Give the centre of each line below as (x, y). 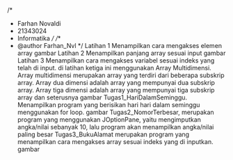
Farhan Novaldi (39, 23)
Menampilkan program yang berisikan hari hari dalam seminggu (109, 105)
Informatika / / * (39, 38)
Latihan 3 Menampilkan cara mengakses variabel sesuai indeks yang (116, 61)
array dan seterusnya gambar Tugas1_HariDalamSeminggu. (102, 97)
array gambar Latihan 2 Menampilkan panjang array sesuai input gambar (121, 53)
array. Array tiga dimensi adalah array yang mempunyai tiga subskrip (116, 90)
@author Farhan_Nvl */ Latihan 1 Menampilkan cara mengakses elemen (120, 46)
